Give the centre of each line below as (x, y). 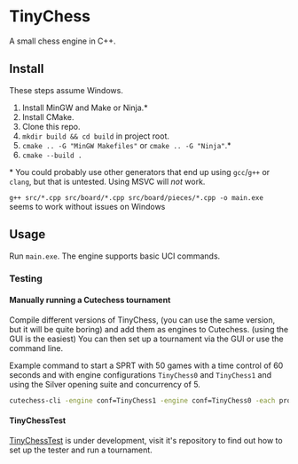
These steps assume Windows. (67, 90)
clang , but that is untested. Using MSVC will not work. (107, 181)
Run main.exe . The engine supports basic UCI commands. (115, 256)
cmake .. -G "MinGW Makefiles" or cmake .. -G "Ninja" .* (127, 145)
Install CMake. (48, 116)
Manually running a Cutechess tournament (90, 300)
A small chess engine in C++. (63, 41)
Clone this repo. (51, 126)
